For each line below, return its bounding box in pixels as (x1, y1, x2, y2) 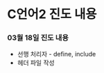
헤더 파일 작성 (17, 58, 55, 67)
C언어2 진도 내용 (7, 6, 97, 22)
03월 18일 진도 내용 (7, 33, 69, 42)
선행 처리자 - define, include (17, 50, 96, 58)
